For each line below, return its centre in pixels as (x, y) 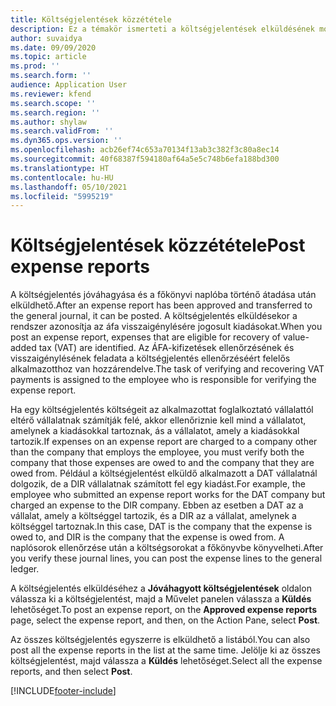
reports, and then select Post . (71, 672)
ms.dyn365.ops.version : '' (66, 141)
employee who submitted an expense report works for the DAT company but (168, 495)
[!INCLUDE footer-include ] (63, 691)
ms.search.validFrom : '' (62, 131)
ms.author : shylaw (48, 122)
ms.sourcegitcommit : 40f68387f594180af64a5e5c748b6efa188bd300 (145, 159)
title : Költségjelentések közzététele (91, 19)
